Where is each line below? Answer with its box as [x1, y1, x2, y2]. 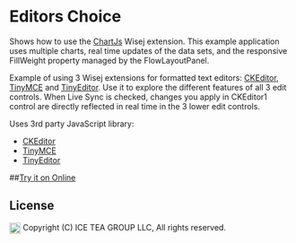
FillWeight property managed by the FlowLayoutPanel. [9, 55, 210, 65]
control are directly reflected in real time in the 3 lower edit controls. [9, 100, 260, 111]
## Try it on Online [9, 172, 76, 183]
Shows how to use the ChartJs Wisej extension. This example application [9, 36, 280, 47]
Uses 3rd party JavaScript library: [9, 118, 135, 129]
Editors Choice [9, 6, 122, 27]
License [9, 198, 55, 213]
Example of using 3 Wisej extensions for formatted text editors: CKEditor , [9, 72, 280, 82]
